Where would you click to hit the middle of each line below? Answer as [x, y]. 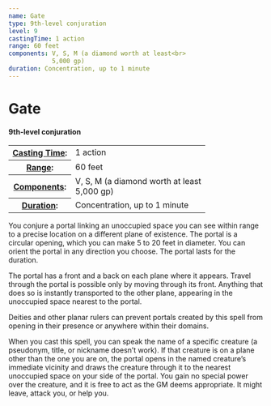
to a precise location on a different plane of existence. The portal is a [123, 234]
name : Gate [27, 16]
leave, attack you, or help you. [59, 393]
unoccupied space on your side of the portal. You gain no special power [128, 376]
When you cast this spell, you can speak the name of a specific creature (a [133, 342]
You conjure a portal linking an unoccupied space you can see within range [134, 226]
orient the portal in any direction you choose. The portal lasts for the [122, 251]
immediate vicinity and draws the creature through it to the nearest [120, 368]
